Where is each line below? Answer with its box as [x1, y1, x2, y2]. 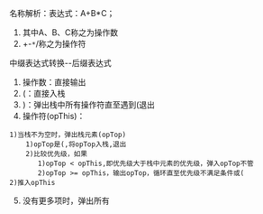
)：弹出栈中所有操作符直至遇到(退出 [22, 99, 156, 110]
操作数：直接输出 [22, 77, 86, 88]
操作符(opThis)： [22, 111, 86, 121]
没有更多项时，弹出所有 [22, 195, 110, 206]
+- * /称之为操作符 [22, 39, 86, 49]
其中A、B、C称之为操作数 [22, 27, 119, 38]
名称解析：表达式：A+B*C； [9, 8, 115, 18]
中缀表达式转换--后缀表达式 [9, 58, 112, 68]
